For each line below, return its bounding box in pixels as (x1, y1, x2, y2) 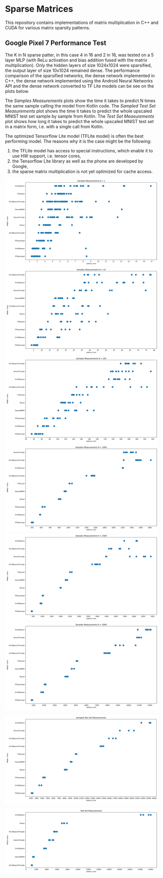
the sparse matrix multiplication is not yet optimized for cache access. (12, 168, 153, 174)
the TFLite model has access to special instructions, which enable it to (12, 147, 153, 153)
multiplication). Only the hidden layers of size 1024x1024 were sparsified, (5, 62, 152, 68)
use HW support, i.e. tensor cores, (12, 153, 81, 159)
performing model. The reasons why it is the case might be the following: (5, 138, 152, 144)
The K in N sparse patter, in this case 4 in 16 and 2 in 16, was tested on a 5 (5, 52, 154, 58)
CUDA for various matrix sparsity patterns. (5, 24, 91, 30)
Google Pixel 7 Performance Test (5, 39, 107, 47)
